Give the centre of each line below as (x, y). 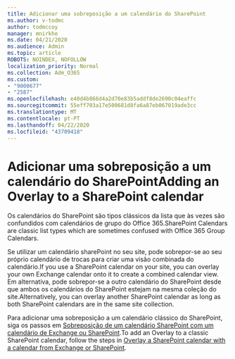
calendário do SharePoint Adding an (113, 181)
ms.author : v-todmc (36, 20)
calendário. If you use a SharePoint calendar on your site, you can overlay (113, 267)
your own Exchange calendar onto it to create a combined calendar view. (113, 275)
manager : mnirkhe (33, 33)
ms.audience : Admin (36, 46)
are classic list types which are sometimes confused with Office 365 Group (116, 231)
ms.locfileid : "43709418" (45, 132)
